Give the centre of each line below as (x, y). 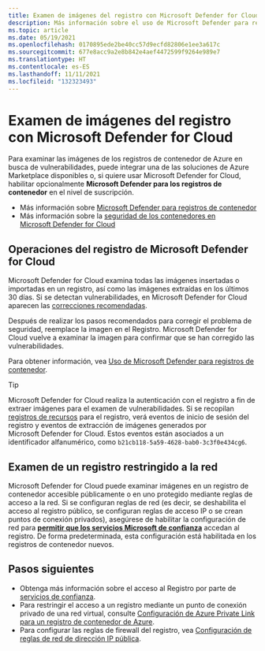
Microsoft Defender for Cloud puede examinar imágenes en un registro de (129, 486)
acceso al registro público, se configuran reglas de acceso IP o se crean (125, 511)
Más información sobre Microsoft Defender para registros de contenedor (138, 208)
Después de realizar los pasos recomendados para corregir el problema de (130, 321)
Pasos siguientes (51, 569)
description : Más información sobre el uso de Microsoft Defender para (128, 23)
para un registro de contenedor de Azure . (87, 621)
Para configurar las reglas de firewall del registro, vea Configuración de (136, 630)
